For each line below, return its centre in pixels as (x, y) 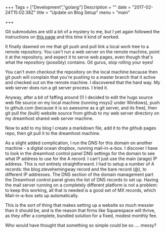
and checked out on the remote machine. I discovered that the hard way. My (83, 82)
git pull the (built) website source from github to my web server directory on (82, 113)
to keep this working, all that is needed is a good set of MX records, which (81, 190)
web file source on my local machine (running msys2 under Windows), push (82, 103)
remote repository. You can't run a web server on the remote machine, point (82, 52)
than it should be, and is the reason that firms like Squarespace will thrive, (80, 210)
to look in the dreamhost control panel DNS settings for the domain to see (80, 153)
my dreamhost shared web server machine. (49, 118)
